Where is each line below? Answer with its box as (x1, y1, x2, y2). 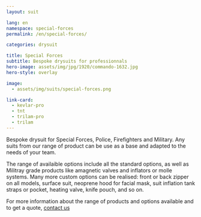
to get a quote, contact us (6, 204, 70, 211)
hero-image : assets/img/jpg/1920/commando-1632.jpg (6, 64, 138, 70)
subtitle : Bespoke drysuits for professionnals (6, 58, 128, 64)
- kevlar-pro (11, 102, 44, 108)
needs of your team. (6, 148, 56, 156)
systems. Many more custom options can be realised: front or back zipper (6, 173, 189, 180)
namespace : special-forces (6, 25, 74, 31)
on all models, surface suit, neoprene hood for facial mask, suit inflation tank (6, 179, 196, 187)
